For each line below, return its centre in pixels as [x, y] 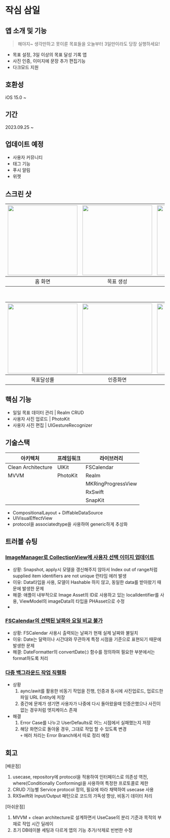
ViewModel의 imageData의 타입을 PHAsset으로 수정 [72, 601]
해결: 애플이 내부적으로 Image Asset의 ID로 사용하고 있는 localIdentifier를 [86, 595]
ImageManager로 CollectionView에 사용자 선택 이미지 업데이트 [80, 557]
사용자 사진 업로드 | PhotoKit [41, 419]
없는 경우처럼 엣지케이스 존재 [49, 710]
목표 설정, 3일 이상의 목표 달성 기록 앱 [50, 55]
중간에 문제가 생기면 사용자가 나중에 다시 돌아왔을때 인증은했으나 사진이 [90, 704]
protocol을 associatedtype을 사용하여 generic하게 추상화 [70, 524]
